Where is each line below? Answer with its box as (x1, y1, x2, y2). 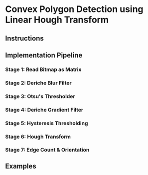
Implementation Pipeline (5, 51, 83, 59)
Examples (5, 161, 36, 170)
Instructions (5, 34, 44, 42)
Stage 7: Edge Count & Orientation (5, 146, 90, 153)
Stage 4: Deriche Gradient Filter (5, 106, 84, 113)
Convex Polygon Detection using (5, 3, 144, 15)
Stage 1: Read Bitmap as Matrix (5, 66, 82, 73)
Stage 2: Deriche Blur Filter (5, 79, 72, 86)
